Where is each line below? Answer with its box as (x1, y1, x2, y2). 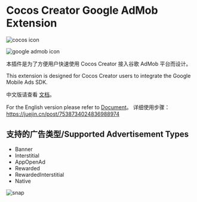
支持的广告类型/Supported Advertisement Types (6, 129, 189, 140)
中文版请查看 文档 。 (6, 91, 55, 98)
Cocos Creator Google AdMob (6, 4, 158, 17)
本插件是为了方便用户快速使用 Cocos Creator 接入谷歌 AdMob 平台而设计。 (6, 60, 192, 67)
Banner (14, 145, 33, 153)
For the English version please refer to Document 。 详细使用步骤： (6, 103, 170, 111)
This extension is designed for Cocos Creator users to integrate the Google (6, 72, 191, 79)
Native (14, 177, 31, 185)
